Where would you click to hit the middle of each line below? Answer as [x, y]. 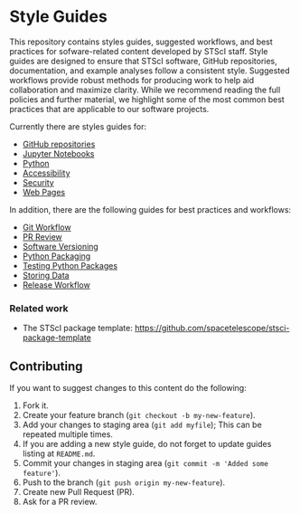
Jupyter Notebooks [58, 153]
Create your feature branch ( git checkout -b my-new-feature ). [139, 415]
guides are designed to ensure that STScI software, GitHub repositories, [143, 61]
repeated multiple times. [67, 434]
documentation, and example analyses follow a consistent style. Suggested [150, 71]
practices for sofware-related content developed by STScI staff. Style [139, 51]
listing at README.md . [59, 453]
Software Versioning [61, 246]
